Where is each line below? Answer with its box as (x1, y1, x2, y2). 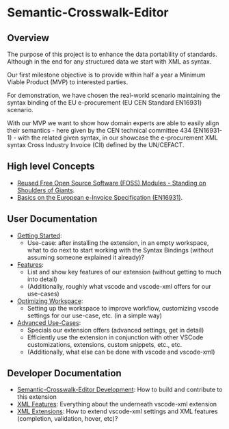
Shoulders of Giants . (16, 186, 75, 194)
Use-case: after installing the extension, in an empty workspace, (27, 238, 209, 247)
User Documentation (7, 213, 98, 225)
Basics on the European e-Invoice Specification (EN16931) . (16, 193, 183, 201)
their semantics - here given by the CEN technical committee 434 (7, 127, 192, 134)
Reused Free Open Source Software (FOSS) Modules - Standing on (16, 179, 206, 187)
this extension (16, 393, 57, 401)
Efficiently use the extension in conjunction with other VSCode (27, 333, 204, 341)
